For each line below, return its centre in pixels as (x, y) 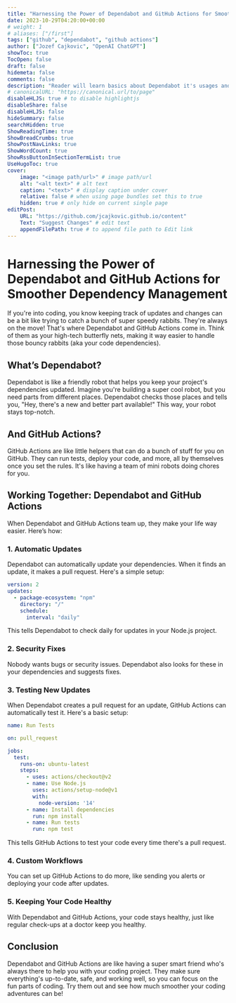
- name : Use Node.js (56, 784)
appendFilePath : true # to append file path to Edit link (106, 229)
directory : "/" (42, 604)
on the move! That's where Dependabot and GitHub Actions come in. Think (116, 328)
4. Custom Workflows (45, 861)
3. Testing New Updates (49, 690)
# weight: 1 (25, 27)
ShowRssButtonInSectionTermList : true (64, 158)
